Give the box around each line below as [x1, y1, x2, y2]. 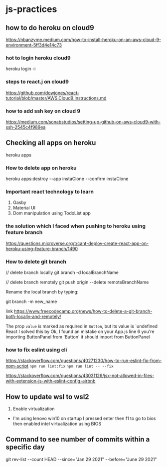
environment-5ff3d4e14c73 [5, 42, 62, 48]
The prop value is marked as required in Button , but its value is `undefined [5, 323, 158, 329]
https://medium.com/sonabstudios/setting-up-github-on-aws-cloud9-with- [5, 118, 161, 124]
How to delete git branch [5, 258, 67, 265]
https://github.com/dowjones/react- [5, 89, 79, 95]
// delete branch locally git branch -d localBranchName [5, 269, 119, 275]
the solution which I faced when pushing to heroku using [5, 222, 146, 229]
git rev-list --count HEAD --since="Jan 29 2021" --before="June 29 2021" [5, 456, 157, 462]
